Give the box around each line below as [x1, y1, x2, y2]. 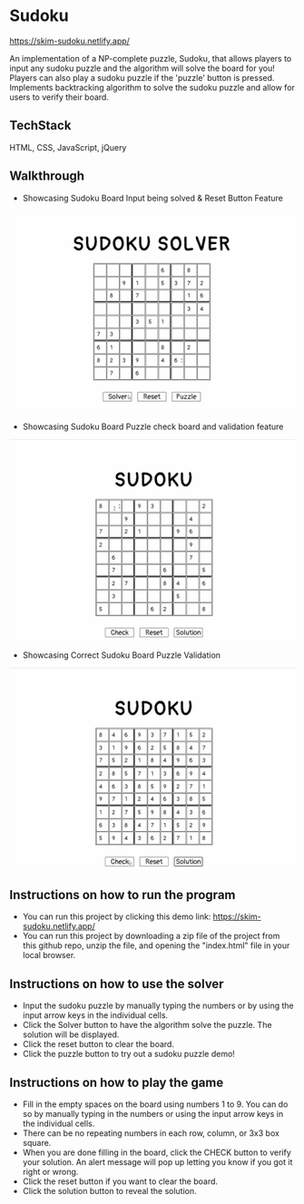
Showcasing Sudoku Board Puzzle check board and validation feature [22, 421, 284, 432]
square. [22, 1138, 52, 1149]
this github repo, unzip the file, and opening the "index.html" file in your [22, 940, 290, 951]
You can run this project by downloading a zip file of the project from [22, 931, 280, 942]
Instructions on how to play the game [9, 1074, 224, 1090]
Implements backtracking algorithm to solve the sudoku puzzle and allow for [9, 82, 295, 93]
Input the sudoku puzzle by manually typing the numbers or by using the [22, 1000, 294, 1012]
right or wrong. [22, 1167, 79, 1178]
